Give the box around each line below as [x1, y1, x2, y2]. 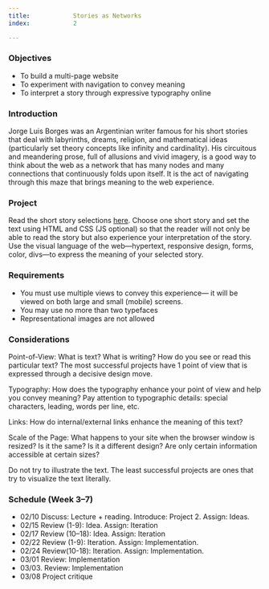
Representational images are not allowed [19, 314, 155, 323]
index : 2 [8, 19, 78, 27]
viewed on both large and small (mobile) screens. [19, 296, 183, 306]
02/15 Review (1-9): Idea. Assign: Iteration [19, 521, 158, 530]
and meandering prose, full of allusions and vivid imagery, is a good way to [8, 152, 257, 161]
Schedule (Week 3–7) [8, 494, 94, 505]
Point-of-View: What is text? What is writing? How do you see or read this [8, 351, 251, 361]
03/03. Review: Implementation [19, 563, 124, 573]
